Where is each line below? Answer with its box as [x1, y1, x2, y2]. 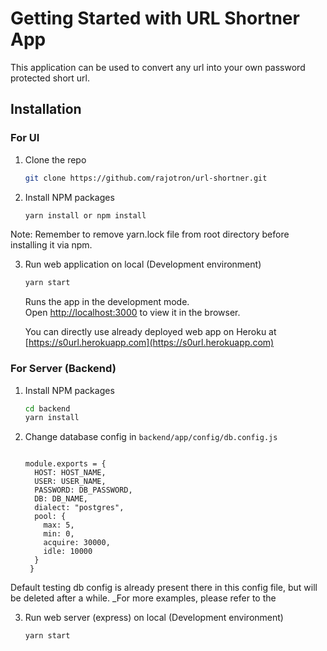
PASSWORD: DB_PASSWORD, [34, 485, 133, 496]
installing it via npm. [10, 239, 93, 251]
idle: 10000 [43, 547, 93, 557]
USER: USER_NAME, [34, 477, 107, 487]
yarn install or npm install [24, 210, 147, 221]
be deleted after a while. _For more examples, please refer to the [10, 592, 277, 604]
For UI [10, 131, 40, 145]
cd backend [24, 403, 71, 414]
